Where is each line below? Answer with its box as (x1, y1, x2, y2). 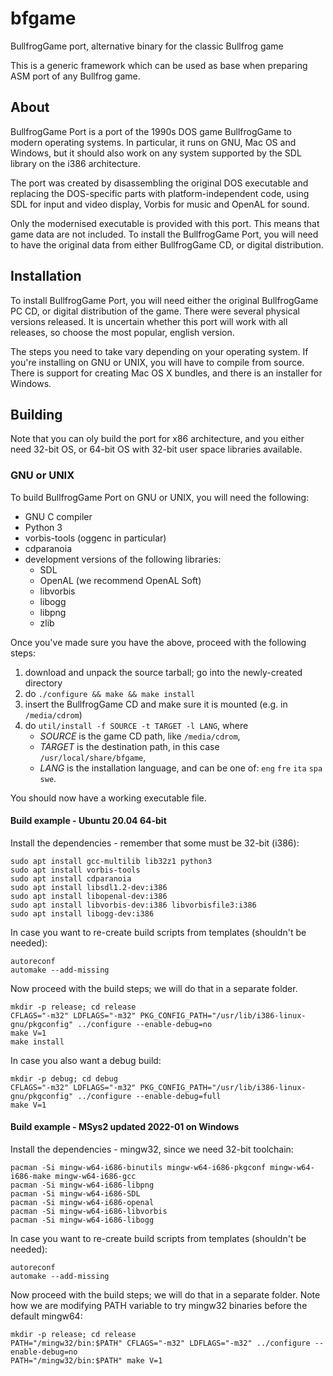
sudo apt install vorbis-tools (10, 865, 141, 875)
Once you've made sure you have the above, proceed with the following (10, 636, 307, 648)
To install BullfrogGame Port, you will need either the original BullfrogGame (10, 294, 319, 306)
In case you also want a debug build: (10, 1054, 162, 1066)
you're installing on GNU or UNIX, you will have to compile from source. (10, 356, 305, 368)
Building (10, 406, 63, 423)
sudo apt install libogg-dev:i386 (10, 908, 155, 919)
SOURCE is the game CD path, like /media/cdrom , (39, 730, 241, 742)
